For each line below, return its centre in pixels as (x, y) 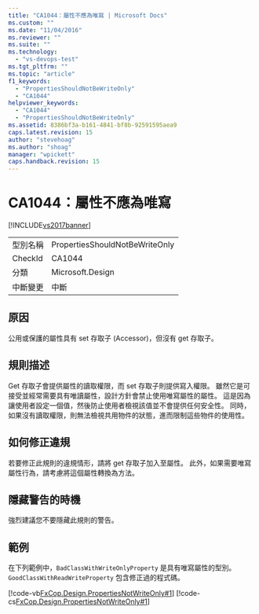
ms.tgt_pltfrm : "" (38, 67)
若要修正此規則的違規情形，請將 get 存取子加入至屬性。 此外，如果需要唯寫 (130, 463)
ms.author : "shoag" (40, 147)
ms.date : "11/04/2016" (45, 30)
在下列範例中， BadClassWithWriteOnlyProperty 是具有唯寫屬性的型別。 (122, 568)
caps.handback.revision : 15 (54, 162)
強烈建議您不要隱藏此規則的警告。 (63, 520)
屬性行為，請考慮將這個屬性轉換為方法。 (73, 472)
